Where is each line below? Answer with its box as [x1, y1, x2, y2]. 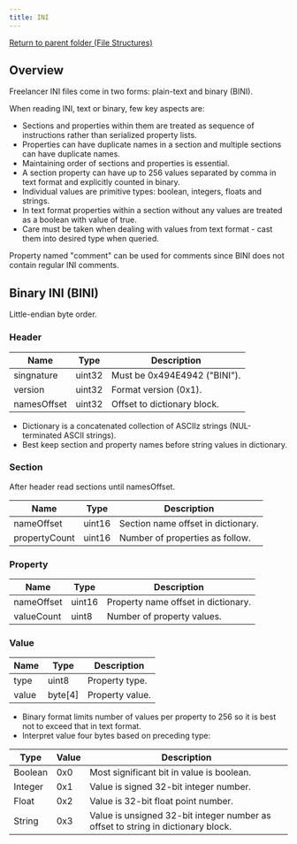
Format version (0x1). [111, 383, 202, 395]
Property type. [87, 674, 148, 687]
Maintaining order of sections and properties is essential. [21, 158, 230, 169]
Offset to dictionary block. [111, 397, 219, 410]
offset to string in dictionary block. [89, 820, 232, 832]
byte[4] [47, 689, 80, 702]
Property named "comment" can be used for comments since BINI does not [9, 250, 285, 261]
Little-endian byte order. [9, 309, 97, 319]
